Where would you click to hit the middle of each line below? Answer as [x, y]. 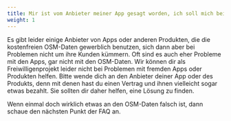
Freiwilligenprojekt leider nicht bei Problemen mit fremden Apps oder [105, 69]
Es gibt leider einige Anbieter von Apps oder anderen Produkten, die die [109, 39]
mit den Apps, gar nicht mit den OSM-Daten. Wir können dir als [96, 61]
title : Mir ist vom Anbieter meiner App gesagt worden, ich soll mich [110, 13]
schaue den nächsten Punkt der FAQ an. [64, 111]
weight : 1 [21, 20]
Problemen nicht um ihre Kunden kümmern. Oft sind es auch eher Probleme [114, 54]
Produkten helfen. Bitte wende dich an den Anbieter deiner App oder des [110, 76]
